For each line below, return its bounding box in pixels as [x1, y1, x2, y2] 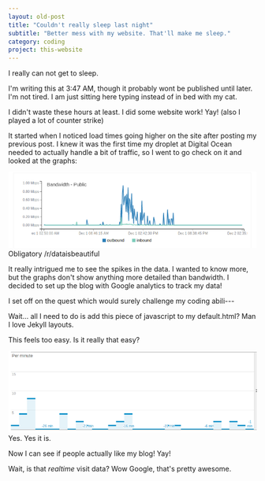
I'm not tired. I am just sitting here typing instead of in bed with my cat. [8, 92, 238, 102]
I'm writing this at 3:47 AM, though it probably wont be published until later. [8, 83, 253, 94]
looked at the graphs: [8, 156, 77, 165]
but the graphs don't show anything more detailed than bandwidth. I [8, 272, 230, 283]
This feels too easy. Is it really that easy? [8, 335, 140, 345]
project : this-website [8, 46, 83, 54]
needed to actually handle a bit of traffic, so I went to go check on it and [8, 148, 242, 157]
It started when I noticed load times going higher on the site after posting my [8, 131, 257, 141]
